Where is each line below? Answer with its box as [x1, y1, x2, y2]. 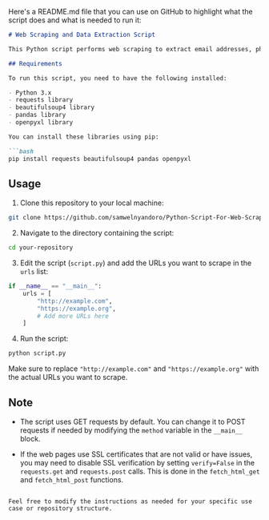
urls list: [19, 267, 49, 276]
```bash [8, 147, 34, 155]
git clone [8, 214, 42, 222]
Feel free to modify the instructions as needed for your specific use [8, 498, 252, 506]
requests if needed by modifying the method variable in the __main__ [19, 425, 243, 435]
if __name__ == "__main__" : [8, 282, 102, 291]
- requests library [8, 96, 74, 104]
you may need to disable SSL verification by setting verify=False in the [19, 458, 255, 467]
